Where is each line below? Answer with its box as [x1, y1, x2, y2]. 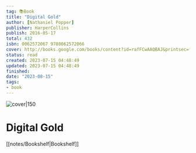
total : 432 [6, 36, 33, 41]
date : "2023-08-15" [6, 74, 54, 79]
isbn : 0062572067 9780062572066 [6, 41, 85, 47]
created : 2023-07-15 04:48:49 [6, 57, 80, 63]
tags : [6, 79, 19, 85]
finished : [6, 68, 30, 74]
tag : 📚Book [6, 8, 34, 15]
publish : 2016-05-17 [6, 30, 57, 36]
